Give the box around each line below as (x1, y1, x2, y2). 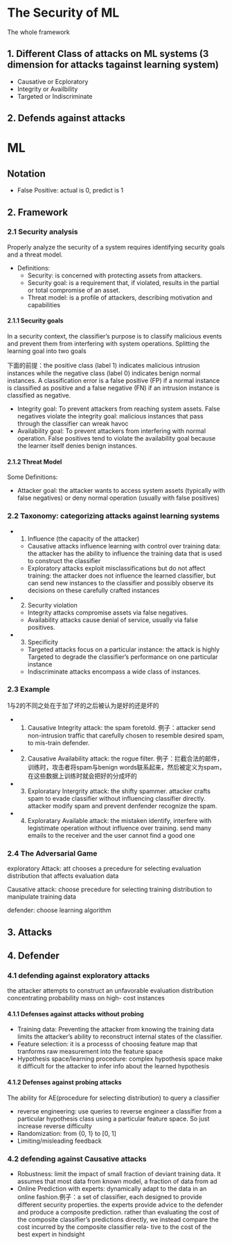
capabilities (27, 300, 61, 309)
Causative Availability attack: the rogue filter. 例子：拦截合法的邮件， (27, 754, 224, 763)
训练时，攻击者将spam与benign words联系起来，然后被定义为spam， (27, 763, 226, 771)
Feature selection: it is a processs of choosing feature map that (17, 1040, 198, 1048)
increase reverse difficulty (17, 1121, 92, 1130)
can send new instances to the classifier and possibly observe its (27, 578, 214, 587)
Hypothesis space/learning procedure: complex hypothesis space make (17, 1055, 223, 1063)
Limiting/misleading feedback (17, 1137, 102, 1145)
